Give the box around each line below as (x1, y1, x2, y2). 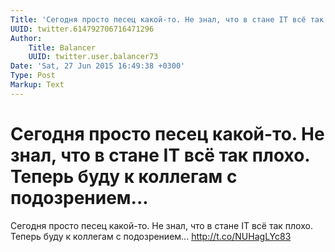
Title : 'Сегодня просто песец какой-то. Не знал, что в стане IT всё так (10, 14, 325, 25)
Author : (10, 33, 43, 43)
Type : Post (10, 71, 56, 81)
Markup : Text (10, 80, 65, 90)
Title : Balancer (28, 42, 97, 53)
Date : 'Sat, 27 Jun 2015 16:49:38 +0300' (10, 61, 186, 71)
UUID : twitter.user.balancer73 (28, 52, 159, 62)
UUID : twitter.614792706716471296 (10, 24, 155, 34)
